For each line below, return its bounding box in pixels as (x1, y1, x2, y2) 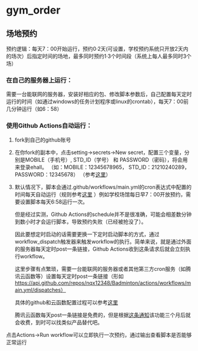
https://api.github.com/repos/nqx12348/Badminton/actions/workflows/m (14, 279, 192, 286)
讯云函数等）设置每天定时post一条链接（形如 (14, 273, 124, 280)
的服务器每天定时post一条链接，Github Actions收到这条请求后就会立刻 (14, 245, 186, 252)
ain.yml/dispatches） (14, 286, 67, 293)
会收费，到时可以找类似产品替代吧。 (14, 319, 103, 326)
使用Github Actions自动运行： (6, 122, 93, 130)
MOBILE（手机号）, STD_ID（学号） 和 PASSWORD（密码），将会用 (25, 156, 188, 163)
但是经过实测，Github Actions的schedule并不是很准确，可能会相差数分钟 (14, 211, 192, 218)
